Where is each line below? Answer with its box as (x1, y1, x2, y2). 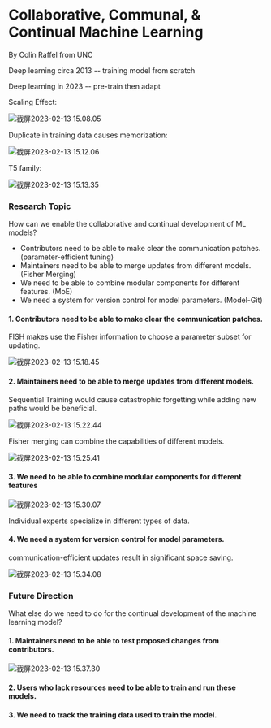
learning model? (8, 617, 62, 627)
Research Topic (8, 201, 71, 212)
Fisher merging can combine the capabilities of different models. (8, 436, 225, 446)
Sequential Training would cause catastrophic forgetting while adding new (8, 394, 257, 404)
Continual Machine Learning (8, 23, 204, 41)
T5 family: (8, 162, 42, 172)
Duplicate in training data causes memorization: (8, 130, 168, 140)
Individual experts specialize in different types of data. (8, 516, 190, 526)
